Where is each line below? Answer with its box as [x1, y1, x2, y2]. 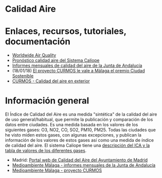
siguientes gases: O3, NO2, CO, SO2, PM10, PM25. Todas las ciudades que [5, 127, 156, 133]
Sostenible [12, 73, 34, 79]
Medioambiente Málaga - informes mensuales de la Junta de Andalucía [12, 162, 156, 168]
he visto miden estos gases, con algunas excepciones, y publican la [5, 132, 142, 138]
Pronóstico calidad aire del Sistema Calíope [12, 58, 100, 63]
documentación [5, 36, 71, 47]
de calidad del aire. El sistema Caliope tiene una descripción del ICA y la [5, 142, 150, 148]
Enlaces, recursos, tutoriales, [5, 26, 127, 37]
